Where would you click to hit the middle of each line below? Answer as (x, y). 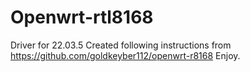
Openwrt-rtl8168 (82, 17)
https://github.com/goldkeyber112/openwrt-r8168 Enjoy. (125, 55)
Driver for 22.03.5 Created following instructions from (121, 45)
